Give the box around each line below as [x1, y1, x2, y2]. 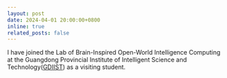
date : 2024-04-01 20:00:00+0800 [7, 17, 100, 23]
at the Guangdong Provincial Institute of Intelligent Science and [7, 56, 188, 64]
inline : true [7, 23, 45, 30]
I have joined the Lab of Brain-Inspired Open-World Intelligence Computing [7, 48, 221, 57]
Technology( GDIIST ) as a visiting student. [7, 63, 126, 71]
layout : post [7, 10, 45, 17]
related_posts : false [7, 29, 70, 37]
